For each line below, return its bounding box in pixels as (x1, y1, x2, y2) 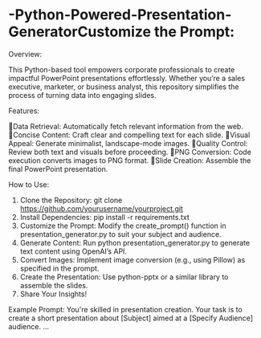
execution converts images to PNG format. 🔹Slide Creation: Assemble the (8, 155, 251, 165)
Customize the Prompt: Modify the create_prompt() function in (19, 221, 226, 230)
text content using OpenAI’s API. (19, 246, 127, 256)
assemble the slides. (19, 280, 88, 290)
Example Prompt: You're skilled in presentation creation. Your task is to (8, 304, 243, 314)
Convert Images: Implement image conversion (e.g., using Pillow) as (19, 255, 246, 264)
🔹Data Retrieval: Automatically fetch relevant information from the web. (8, 121, 243, 131)
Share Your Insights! (19, 289, 87, 299)
